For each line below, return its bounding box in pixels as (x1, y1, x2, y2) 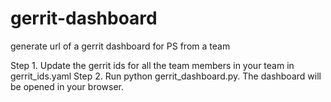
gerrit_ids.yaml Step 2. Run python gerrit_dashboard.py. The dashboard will (10, 70, 322, 82)
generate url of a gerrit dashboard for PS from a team (10, 40, 231, 52)
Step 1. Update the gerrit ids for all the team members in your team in (10, 59, 295, 71)
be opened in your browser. (10, 80, 125, 92)
